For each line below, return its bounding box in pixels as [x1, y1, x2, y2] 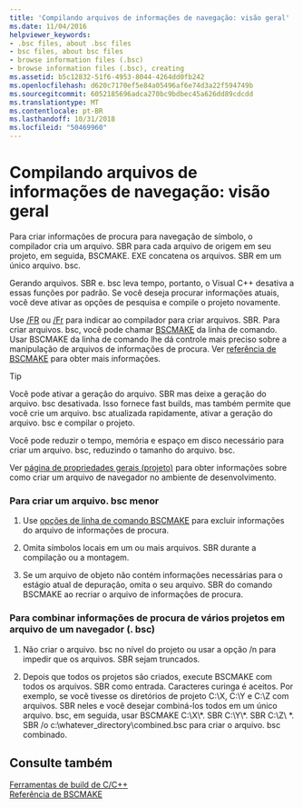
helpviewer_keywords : [9, 30, 92, 39]
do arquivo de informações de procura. [22, 524, 170, 536]
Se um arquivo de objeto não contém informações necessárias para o [22, 570, 283, 581]
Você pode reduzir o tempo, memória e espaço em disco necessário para [9, 434, 284, 445]
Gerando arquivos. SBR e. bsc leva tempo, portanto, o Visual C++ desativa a [9, 277, 295, 288]
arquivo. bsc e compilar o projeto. [9, 417, 135, 428]
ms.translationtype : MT [9, 97, 100, 107]
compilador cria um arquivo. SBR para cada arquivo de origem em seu [9, 240, 272, 251]
